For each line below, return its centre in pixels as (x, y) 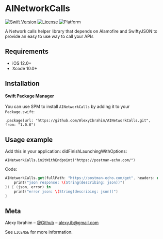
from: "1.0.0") (20, 125)
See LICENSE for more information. (39, 232)
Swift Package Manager (30, 96)
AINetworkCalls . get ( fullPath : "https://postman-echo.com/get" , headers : (80, 178)
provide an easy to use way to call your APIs (49, 36)
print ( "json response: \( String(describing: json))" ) (69, 183)
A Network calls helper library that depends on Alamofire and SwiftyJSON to (81, 31)
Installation (22, 83)
